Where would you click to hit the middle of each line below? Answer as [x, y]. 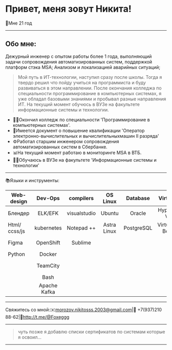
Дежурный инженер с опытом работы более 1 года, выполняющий [79, 56]
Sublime [81, 243]
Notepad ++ [81, 228]
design [18, 201]
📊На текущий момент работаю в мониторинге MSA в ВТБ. [77, 152]
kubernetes [48, 228]
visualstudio [81, 213]
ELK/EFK [48, 213]
